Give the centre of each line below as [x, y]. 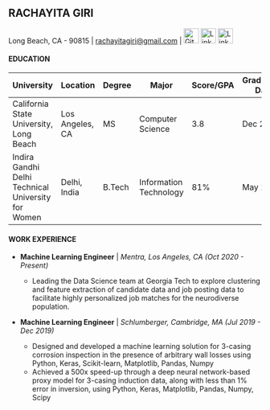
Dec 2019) [37, 331]
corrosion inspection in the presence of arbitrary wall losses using [141, 355]
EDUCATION [29, 59]
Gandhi [26, 167]
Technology [162, 192]
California [31, 104]
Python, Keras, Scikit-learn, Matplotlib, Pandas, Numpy [123, 363]
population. [51, 307]
